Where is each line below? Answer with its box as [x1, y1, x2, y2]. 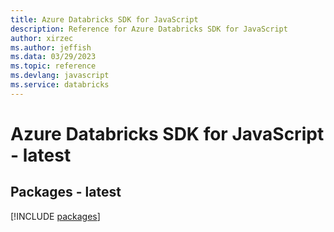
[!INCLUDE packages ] [10, 210, 101, 222]
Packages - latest [10, 184, 122, 201]
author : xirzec [10, 33, 74, 43]
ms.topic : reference [10, 61, 97, 71]
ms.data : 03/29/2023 [10, 52, 97, 62]
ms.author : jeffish [10, 42, 92, 53]
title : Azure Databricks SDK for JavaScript [10, 14, 199, 25]
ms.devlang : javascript [10, 71, 110, 81]
